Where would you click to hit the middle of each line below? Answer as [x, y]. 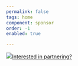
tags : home [19, 17]
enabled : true [24, 34]
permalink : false [27, 12]
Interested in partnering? [42, 56]
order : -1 [18, 28]
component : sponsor [30, 23]
